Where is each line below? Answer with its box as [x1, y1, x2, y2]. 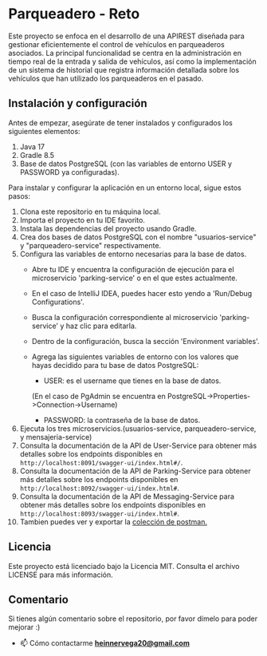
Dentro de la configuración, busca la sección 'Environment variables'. [31, 336, 260, 346]
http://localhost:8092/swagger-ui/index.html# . [19, 483, 179, 492]
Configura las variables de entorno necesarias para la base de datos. [19, 249, 247, 259]
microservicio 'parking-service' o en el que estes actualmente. [31, 273, 238, 283]
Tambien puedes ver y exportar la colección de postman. [19, 516, 207, 527]
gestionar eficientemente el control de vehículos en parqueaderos [8, 39, 225, 49]
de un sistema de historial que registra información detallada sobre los [8, 65, 240, 74]
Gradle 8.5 [19, 150, 54, 160]
